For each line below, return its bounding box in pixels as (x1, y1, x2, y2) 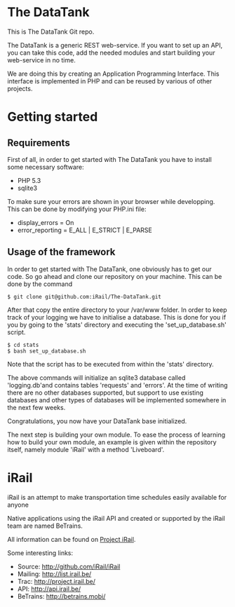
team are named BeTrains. (7, 521, 83, 530)
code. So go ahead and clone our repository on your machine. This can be (7, 272, 222, 280)
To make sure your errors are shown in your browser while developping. (7, 197, 215, 205)
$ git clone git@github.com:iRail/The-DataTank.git (7, 293, 161, 300)
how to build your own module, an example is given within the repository (7, 437, 217, 446)
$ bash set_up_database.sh (7, 348, 86, 355)
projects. (7, 84, 33, 93)
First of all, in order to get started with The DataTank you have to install (7, 155, 212, 163)
